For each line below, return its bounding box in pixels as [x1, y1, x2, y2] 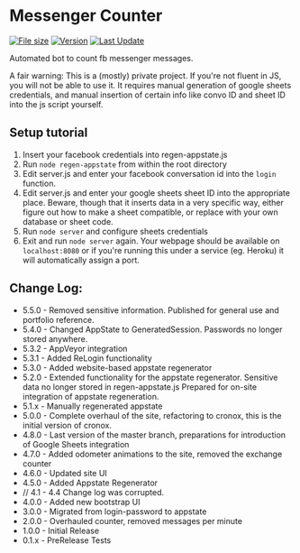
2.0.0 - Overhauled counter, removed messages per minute [22, 515, 243, 526]
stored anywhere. [22, 333, 88, 344]
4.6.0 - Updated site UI [22, 467, 108, 478]
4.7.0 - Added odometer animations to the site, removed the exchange [22, 448, 283, 459]
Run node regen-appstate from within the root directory [22, 159, 228, 170]
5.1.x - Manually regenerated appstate [22, 401, 163, 411]
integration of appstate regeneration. [22, 391, 159, 401]
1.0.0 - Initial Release [22, 525, 100, 536]
